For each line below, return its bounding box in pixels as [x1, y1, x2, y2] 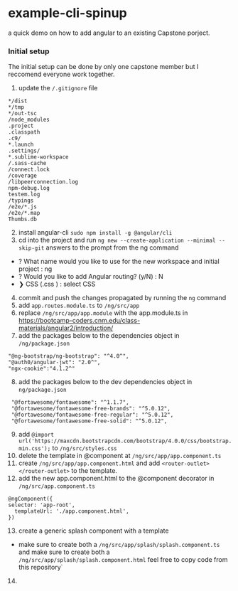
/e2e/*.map [8, 210, 40, 217]
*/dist [8, 97, 28, 105]
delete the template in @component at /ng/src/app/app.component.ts [18, 452, 222, 460]
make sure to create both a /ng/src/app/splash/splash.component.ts [18, 541, 220, 549]
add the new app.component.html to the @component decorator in [18, 474, 215, 483]
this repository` [18, 563, 63, 572]
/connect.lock [8, 166, 50, 174]
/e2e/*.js [8, 203, 38, 211]
